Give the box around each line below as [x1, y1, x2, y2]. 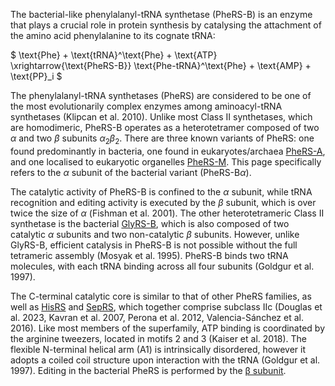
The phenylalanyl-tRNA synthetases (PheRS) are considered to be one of [10, 90, 312, 101]
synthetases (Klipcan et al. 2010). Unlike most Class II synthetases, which [10, 111, 313, 123]
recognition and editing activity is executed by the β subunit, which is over [10, 196, 317, 208]
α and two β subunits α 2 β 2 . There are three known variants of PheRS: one [10, 132, 315, 146]
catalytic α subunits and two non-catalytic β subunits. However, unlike [10, 228, 300, 240]
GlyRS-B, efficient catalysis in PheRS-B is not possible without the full [10, 239, 298, 251]
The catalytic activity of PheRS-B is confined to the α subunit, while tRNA [10, 185, 313, 198]
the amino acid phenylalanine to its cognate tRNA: [10, 30, 216, 41]
